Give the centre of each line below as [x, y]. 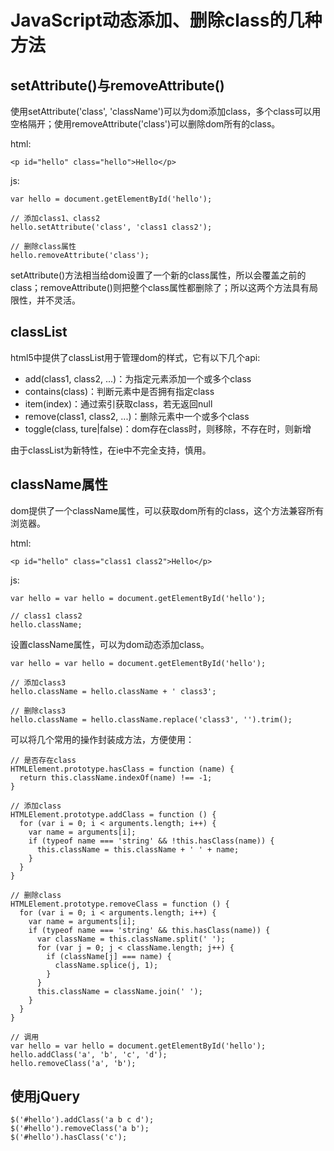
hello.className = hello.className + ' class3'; [113, 691]
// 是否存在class [43, 760]
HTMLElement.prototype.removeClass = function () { [120, 904]
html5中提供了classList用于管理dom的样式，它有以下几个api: [135, 357]
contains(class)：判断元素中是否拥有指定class [119, 391]
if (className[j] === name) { [109, 956]
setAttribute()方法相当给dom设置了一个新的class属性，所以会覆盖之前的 [158, 275]
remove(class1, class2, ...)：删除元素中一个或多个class [137, 416]
